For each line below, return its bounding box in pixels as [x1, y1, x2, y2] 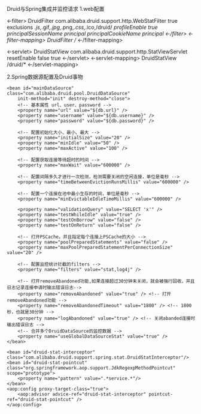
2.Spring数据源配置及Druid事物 [7, 73, 83, 80]
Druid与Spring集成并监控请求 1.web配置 [7, 5, 105, 12]
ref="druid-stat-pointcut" [7, 397, 74, 403]
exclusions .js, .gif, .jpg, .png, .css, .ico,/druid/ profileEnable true [7, 23, 158, 31]
